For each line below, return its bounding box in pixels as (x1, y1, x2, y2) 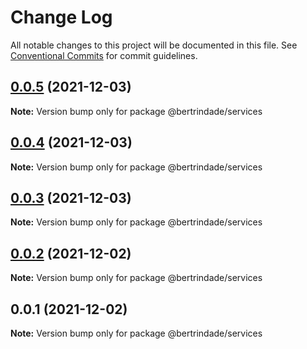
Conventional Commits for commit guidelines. (10, 49, 198, 61)
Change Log (10, 6, 113, 29)
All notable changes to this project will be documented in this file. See (10, 39, 298, 51)
